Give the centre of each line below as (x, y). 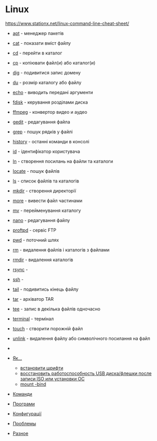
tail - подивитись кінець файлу (45, 289)
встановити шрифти (42, 368)
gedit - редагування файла (41, 122)
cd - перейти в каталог (37, 53)
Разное (21, 433)
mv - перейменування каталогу (47, 210)
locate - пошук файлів (36, 171)
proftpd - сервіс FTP (34, 230)
